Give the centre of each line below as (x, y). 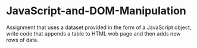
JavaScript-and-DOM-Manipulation (96, 11)
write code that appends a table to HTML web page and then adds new (93, 33)
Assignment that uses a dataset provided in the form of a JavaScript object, (99, 27)
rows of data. (22, 40)
